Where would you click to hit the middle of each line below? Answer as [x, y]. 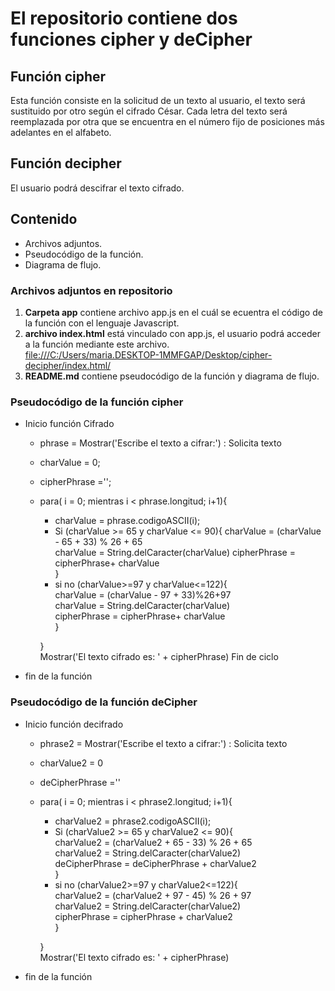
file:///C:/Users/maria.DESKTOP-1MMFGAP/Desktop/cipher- [148, 354]
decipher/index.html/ [68, 365]
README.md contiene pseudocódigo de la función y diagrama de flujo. [172, 376]
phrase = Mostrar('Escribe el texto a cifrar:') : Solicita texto [160, 443]
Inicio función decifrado [74, 724]
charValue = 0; [70, 463]
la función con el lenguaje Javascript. [102, 323]
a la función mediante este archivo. [97, 344]
